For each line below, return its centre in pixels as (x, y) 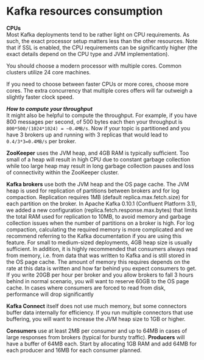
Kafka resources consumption (85, 11)
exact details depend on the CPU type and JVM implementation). (88, 54)
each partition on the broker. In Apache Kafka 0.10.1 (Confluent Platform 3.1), (101, 203)
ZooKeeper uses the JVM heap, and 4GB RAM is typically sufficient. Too (98, 153)
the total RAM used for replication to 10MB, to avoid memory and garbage (99, 216)
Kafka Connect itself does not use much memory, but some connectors (97, 306)
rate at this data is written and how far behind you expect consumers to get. (101, 268)
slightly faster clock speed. (40, 97)
